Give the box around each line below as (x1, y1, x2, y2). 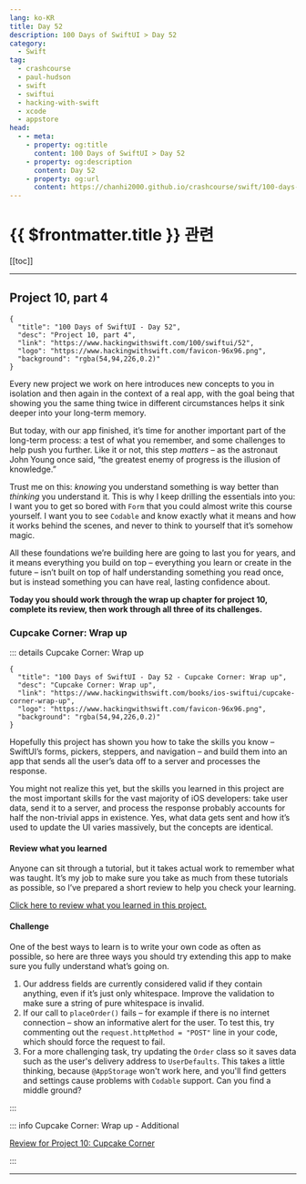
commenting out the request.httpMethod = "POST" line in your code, (22, 1026, 278, 1037)
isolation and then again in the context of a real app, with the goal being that (9, 388, 295, 399)
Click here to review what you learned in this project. (9, 900, 208, 911)
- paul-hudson (17, 73, 71, 82)
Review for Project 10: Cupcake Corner (9, 1138, 155, 1148)
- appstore (17, 115, 59, 124)
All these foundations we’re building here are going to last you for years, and (9, 547, 296, 558)
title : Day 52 (9, 22, 64, 31)
